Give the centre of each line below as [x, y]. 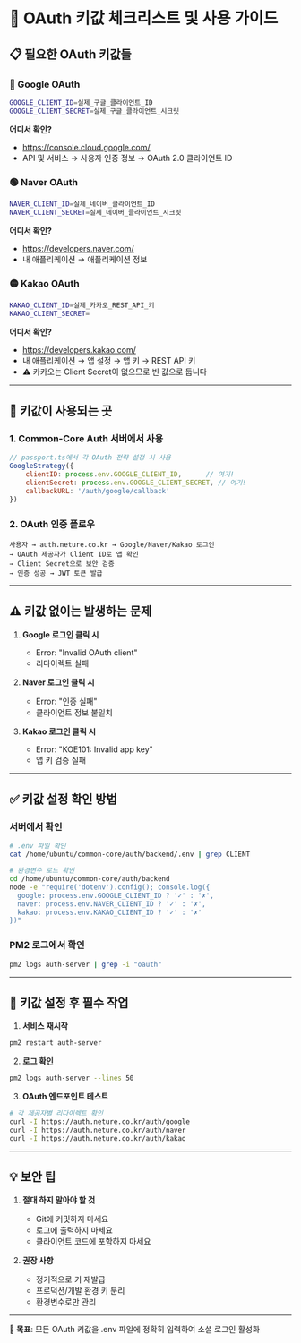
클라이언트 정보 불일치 [74, 712]
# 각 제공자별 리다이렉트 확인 [56, 1114]
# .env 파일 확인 [38, 846]
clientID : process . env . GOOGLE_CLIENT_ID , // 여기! [130, 475]
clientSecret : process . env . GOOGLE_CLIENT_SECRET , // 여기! [136, 483]
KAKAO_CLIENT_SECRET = [50, 313]
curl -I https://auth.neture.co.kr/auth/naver [98, 1130]
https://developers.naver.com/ [78, 248]
